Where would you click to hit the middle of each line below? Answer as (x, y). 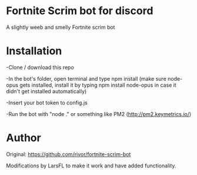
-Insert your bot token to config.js (47, 103)
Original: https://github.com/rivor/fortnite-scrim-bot (69, 154)
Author (24, 138)
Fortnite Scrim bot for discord (80, 11)
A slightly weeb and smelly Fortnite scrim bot (61, 27)
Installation (34, 51)
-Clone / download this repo (40, 67)
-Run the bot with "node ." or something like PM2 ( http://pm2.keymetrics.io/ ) (99, 114)
